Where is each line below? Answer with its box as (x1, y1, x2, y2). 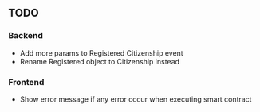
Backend (8, 30, 44, 41)
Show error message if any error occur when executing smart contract (19, 95, 253, 104)
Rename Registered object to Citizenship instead (19, 56, 180, 66)
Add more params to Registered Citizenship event (19, 48, 183, 58)
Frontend (8, 76, 45, 87)
